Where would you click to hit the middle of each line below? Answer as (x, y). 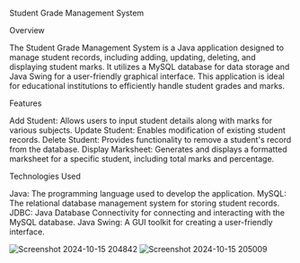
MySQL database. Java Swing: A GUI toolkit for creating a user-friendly (141, 222)
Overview (27, 30)
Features (26, 103)
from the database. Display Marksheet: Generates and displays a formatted (148, 149)
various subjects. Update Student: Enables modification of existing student (147, 130)
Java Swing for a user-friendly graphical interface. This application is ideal (147, 76)
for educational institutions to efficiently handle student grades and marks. (147, 86)
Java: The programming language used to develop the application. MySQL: (148, 193)
